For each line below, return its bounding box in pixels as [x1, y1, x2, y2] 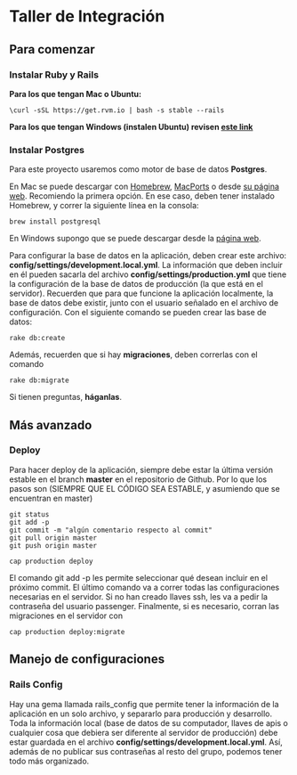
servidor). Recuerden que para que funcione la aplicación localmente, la [9, 288, 274, 299]
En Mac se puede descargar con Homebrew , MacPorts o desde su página [9, 181, 280, 192]
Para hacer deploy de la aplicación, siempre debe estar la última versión [9, 464, 274, 475]
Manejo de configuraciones [9, 652, 165, 667]
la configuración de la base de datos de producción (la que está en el [9, 279, 264, 290]
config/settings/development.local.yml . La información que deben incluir [9, 260, 283, 271]
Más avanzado [9, 417, 92, 433]
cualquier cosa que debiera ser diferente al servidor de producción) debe [9, 727, 278, 738]
